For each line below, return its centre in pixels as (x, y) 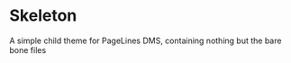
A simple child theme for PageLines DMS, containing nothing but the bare (145, 40)
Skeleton (43, 16)
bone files (28, 49)
